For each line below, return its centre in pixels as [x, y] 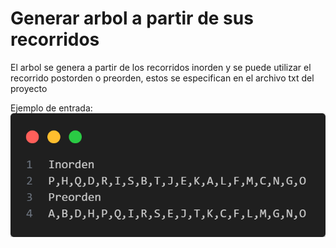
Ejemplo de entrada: [51, 108]
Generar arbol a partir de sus [132, 18]
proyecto [29, 88]
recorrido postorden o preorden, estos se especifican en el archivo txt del [162, 78]
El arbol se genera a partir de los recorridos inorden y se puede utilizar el [161, 67]
